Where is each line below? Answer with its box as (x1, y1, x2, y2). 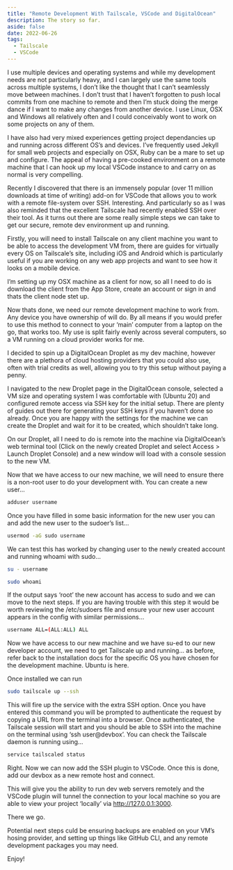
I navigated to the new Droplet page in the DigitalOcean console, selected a (7, 384, 224, 393)
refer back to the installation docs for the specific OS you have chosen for (7, 654, 219, 662)
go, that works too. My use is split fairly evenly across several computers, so (7, 328, 227, 336)
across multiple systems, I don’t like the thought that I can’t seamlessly (7, 83, 210, 91)
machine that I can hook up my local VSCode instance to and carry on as (7, 163, 216, 171)
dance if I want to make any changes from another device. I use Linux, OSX (7, 105, 223, 113)
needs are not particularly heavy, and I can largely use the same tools (7, 75, 207, 84)
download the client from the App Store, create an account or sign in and (7, 285, 216, 293)
